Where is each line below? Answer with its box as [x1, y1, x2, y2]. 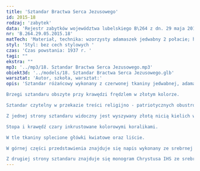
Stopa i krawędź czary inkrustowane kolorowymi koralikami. [6, 123, 159, 130]
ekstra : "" [6, 58, 33, 64]
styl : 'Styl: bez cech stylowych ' [6, 42, 95, 48]
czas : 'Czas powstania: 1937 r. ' [6, 48, 92, 54]
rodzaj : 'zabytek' [6, 20, 52, 26]
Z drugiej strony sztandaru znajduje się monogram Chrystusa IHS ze [6, 156, 180, 162]
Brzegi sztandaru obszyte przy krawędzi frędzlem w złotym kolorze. [6, 92, 180, 98]
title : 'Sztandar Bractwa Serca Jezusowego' [6, 8, 118, 15]
